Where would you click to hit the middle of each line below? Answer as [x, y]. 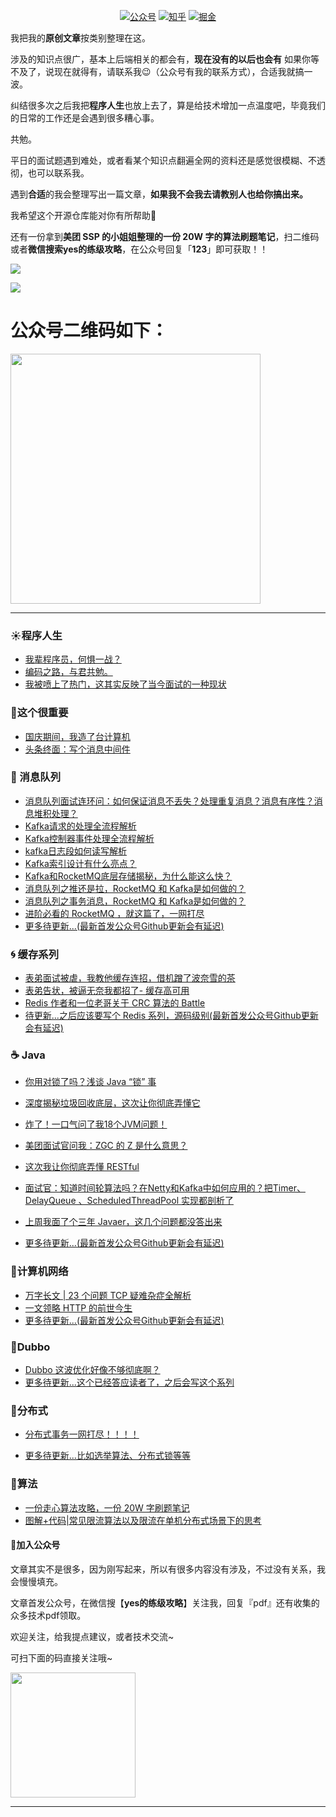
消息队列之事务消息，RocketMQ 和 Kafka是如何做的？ [135, 901]
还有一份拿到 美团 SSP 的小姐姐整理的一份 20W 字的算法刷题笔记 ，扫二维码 [165, 236]
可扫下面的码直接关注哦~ [61, 1657]
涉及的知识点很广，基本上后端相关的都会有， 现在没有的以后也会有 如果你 [160, 59]
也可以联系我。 [58, 173]
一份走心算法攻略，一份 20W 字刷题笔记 [107, 1507]
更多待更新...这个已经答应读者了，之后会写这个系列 [129, 1382]
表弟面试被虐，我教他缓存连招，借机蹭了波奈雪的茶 [130, 978]
